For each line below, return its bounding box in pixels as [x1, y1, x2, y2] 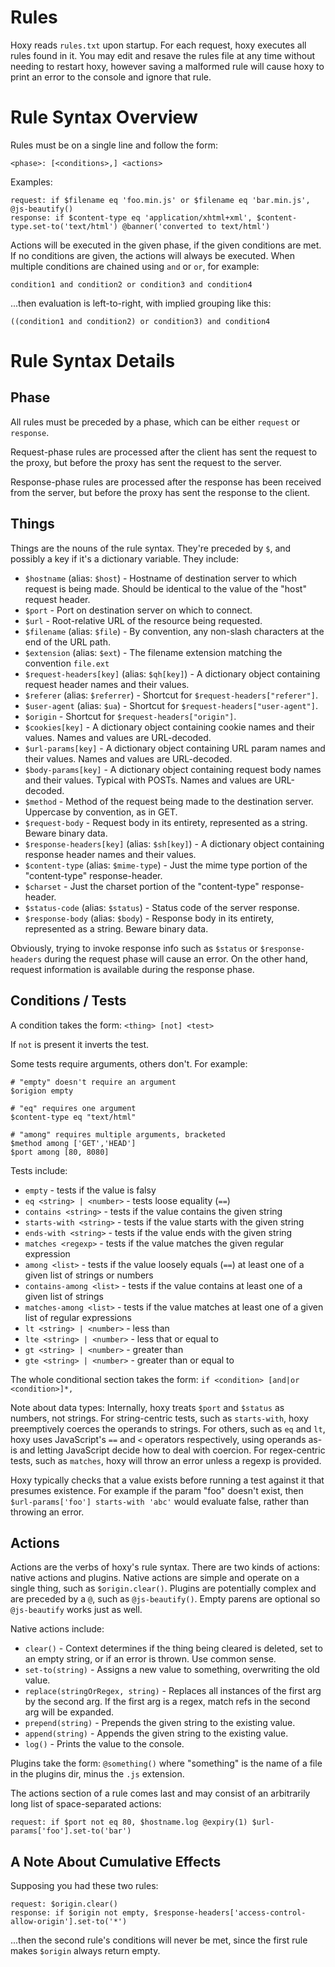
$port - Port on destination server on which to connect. [24, 604, 253, 616]
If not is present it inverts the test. [10, 1038, 150, 1050]
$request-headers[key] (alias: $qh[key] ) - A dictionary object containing [24, 667, 321, 680]
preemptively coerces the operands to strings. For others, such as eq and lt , [10, 1422, 326, 1435]
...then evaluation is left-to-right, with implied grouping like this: [10, 297, 272, 309]
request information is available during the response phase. [10, 963, 255, 975]
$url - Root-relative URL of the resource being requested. [24, 614, 263, 626]
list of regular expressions [24, 1311, 133, 1323]
